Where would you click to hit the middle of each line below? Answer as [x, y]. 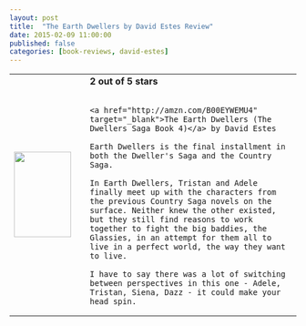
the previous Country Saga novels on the [181, 202]
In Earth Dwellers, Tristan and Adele [173, 183]
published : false [42, 43]
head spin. [113, 302]
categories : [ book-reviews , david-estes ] [89, 52]
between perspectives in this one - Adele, [185, 284]
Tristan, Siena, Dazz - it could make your [185, 293]
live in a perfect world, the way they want [188, 247]
